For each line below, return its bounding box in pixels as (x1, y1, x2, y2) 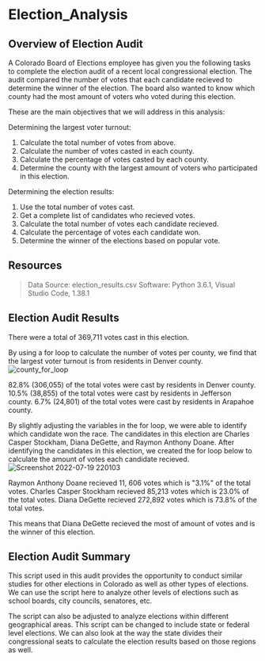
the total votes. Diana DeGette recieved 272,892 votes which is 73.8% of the (8, 495, 257, 504)
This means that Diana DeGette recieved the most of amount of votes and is (8, 518, 256, 528)
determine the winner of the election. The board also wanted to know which (8, 83, 256, 93)
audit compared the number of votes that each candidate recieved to (8, 75, 233, 84)
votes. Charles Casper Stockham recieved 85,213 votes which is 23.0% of (8, 486, 249, 496)
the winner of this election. (8, 527, 96, 537)
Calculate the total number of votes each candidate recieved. (19, 220, 219, 228)
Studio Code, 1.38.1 (27, 288, 90, 298)
